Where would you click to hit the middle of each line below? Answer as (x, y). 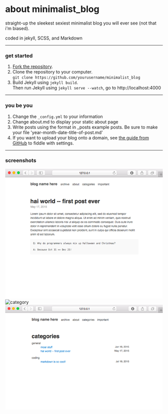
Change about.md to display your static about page (65, 121)
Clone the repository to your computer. (52, 72)
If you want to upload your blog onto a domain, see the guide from (80, 137)
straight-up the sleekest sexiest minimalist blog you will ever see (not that (81, 23)
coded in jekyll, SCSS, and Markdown (44, 38)
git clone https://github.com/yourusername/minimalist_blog (76, 78)
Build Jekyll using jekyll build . (45, 82)
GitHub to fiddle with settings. (43, 143)
